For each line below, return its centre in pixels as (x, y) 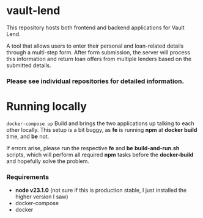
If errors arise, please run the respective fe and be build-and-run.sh (93, 148)
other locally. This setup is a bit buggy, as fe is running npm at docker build (102, 129)
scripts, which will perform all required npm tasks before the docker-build (100, 154)
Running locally (47, 107)
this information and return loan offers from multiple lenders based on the (99, 59)
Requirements (28, 176)
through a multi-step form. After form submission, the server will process (98, 52)
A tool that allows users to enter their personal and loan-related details (95, 46)
